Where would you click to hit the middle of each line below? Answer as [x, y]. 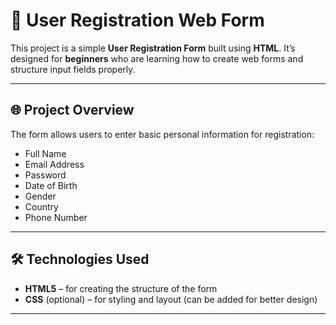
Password [45, 175]
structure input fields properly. [73, 69]
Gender [40, 196]
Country [41, 206]
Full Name [45, 153]
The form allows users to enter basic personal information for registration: [162, 134]
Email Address [54, 164]
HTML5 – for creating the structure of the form [121, 288]
